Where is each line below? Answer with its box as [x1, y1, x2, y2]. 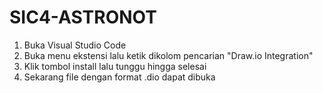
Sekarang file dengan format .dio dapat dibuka [23, 71, 216, 83]
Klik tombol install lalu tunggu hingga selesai [23, 60, 207, 72]
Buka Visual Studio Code [23, 39, 127, 51]
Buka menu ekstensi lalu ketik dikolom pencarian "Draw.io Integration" [23, 49, 314, 61]
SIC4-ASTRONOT [9, 6, 157, 29]
